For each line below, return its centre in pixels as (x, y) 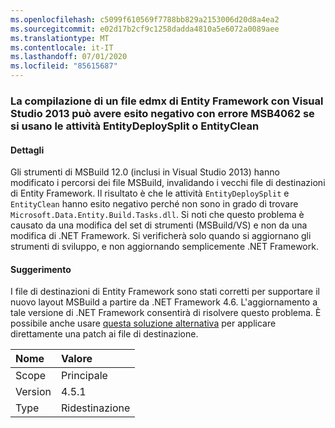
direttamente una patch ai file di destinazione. (104, 334)
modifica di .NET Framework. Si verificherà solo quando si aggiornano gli (161, 236)
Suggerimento (41, 269)
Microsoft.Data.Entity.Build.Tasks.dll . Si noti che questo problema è (157, 215)
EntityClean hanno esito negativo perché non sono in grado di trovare (154, 204)
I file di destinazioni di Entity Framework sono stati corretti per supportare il (165, 292)
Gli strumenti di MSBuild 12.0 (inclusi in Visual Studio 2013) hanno (145, 172)
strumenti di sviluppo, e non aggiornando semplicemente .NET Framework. (164, 247)
